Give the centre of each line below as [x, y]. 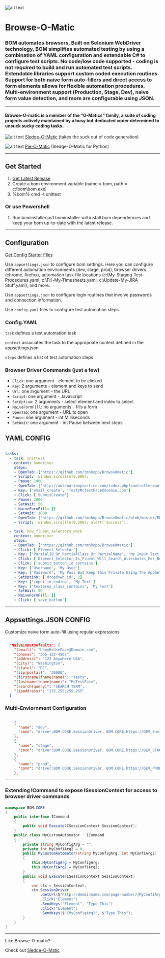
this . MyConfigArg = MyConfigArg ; [65, 863]
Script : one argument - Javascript [47, 396]
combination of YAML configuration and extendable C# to [75, 55]
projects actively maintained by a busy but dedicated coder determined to [82, 121]
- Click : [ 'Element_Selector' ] [46, 550]
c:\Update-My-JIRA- [119, 280]
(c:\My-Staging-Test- [123, 275]
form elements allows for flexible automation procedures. [75, 86]
